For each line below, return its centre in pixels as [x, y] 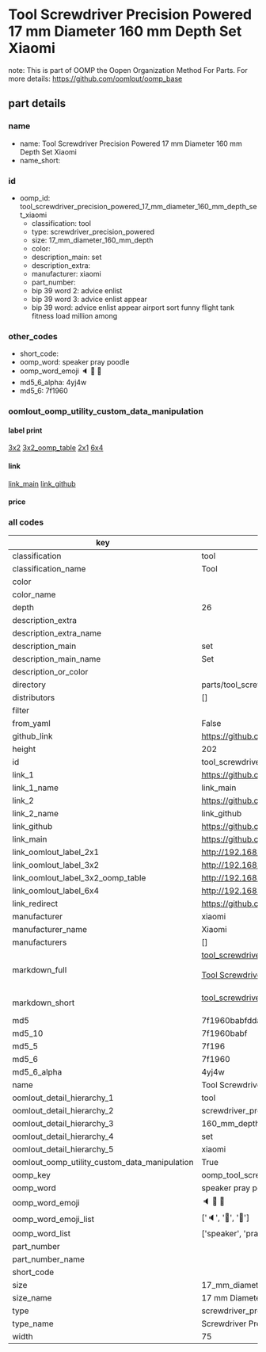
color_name [34, 594]
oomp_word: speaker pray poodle [74, 362]
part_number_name [48, 1259]
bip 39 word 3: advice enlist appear [89, 299]
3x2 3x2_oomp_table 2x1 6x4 [56, 448]
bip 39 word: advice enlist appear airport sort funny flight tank [133, 307]
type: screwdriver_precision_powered [93, 231]
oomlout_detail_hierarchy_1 [63, 1098]
